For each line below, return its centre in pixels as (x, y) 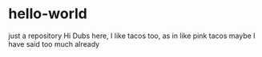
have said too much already (54, 44)
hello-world (48, 14)
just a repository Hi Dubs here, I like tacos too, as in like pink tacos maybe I (132, 36)
